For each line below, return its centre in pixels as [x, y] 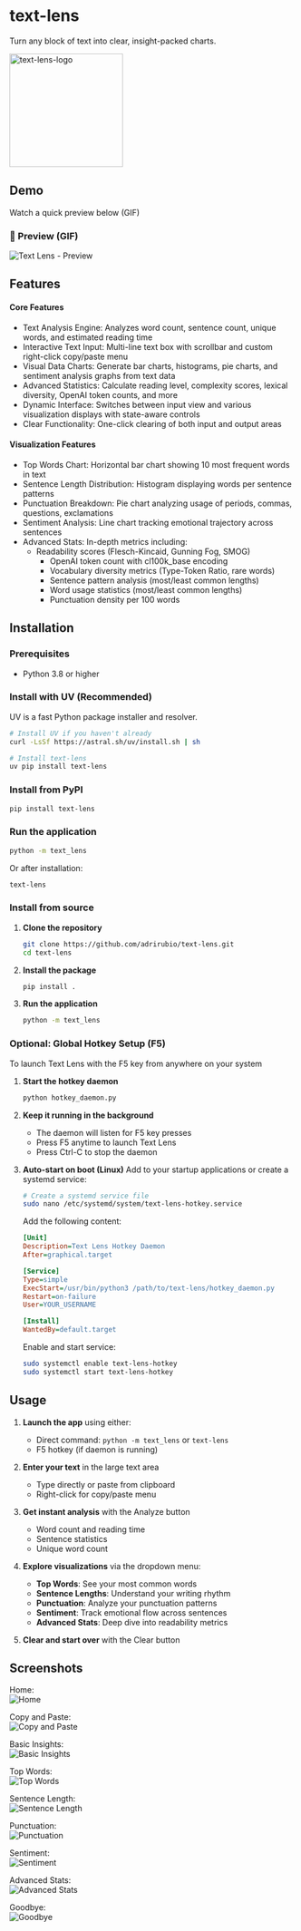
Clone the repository [62, 927]
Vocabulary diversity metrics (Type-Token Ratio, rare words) [162, 570]
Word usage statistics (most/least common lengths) [146, 589]
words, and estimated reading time [87, 337]
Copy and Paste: [40, 1717]
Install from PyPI [46, 790]
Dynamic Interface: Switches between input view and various [137, 404]
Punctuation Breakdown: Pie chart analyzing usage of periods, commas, [157, 503]
